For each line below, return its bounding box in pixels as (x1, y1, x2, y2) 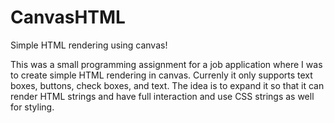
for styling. (10, 101, 55, 113)
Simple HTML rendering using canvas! (10, 39, 168, 51)
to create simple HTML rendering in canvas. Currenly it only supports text (10, 69, 313, 81)
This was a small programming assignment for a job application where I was (10, 58, 323, 70)
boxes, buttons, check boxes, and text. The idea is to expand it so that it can (10, 79, 325, 91)
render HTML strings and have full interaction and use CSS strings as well (10, 90, 315, 102)
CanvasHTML (10, 6, 126, 29)
